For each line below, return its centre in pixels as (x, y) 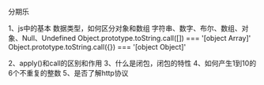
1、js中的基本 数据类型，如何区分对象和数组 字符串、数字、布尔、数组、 (125, 28)
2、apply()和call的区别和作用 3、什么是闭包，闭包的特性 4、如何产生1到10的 (132, 63)
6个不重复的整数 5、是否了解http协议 (68, 73)
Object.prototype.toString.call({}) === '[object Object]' (97, 47)
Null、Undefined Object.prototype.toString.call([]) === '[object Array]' (136, 38)
